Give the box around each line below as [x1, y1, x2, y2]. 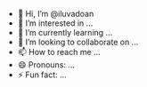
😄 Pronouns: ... [17, 59, 76, 70]
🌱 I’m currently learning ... [17, 28, 113, 37]
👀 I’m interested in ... [17, 18, 94, 28]
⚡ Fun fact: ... [17, 69, 67, 80]
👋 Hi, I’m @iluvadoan [17, 9, 94, 19]
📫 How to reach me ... [17, 47, 101, 57]
